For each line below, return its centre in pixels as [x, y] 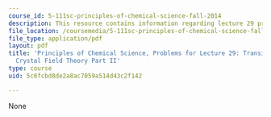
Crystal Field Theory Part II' [68, 61]
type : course [30, 69]
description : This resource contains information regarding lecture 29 [131, 23]
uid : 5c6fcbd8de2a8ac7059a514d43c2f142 [75, 76]
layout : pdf [28, 46]
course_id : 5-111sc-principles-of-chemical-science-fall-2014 [115, 16]
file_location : [34, 31]
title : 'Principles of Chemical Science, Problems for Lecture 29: [124, 53]
